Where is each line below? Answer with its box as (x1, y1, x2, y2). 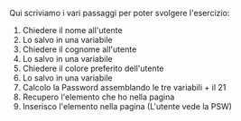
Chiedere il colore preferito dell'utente (22, 63, 164, 73)
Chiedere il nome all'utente (22, 25, 124, 35)
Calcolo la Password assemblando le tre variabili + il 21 (22, 82, 227, 92)
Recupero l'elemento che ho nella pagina (22, 91, 175, 102)
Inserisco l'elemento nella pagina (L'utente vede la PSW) (22, 101, 233, 111)
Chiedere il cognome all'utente (22, 44, 137, 55)
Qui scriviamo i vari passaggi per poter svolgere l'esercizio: (9, 8, 230, 18)
